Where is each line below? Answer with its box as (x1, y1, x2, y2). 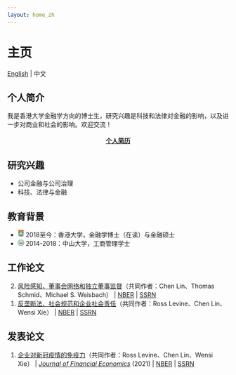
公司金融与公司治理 (17, 179, 74, 187)
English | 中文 (7, 69, 47, 77)
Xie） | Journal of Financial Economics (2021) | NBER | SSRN (17, 359, 195, 368)
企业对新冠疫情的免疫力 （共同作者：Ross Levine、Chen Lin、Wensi (17, 350, 213, 359)
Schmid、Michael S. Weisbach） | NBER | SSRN (17, 290, 157, 298)
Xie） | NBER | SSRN (37, 308, 97, 316)
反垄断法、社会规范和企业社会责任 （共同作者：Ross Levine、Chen (17, 299, 210, 308)
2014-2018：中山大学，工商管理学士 (25, 239, 131, 247)
